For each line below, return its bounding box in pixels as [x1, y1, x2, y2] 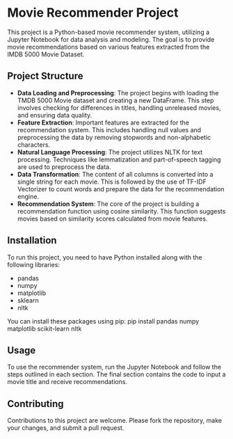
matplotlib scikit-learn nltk [7, 324, 82, 333]
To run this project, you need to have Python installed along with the [7, 253, 203, 262]
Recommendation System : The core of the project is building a [17, 200, 200, 208]
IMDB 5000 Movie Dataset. [7, 50, 85, 58]
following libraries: [7, 260, 61, 269]
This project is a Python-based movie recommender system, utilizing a [7, 28, 210, 36]
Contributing [7, 398, 64, 410]
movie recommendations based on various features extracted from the [7, 42, 210, 51]
